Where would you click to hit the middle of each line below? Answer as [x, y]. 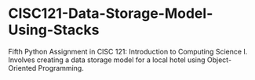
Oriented [22, 68]
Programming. [61, 68]
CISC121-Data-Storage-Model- [111, 14]
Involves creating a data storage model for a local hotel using [107, 60]
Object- [219, 60]
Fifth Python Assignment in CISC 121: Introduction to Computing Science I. [128, 51]
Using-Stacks [54, 30]
